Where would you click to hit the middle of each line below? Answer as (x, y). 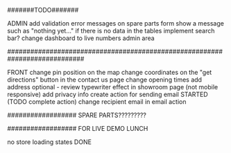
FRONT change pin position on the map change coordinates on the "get (110, 72)
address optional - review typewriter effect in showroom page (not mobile (113, 87)
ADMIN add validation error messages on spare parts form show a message (115, 23)
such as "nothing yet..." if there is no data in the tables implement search (111, 31)
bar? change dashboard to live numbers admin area (81, 38)
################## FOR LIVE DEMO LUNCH (78, 128)
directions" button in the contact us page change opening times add (105, 80)
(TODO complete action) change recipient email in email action (97, 102)
